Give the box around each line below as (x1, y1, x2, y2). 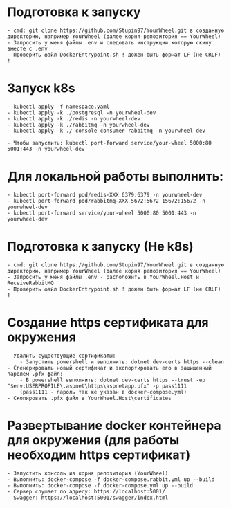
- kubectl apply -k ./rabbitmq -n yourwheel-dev (7, 121, 150, 128)
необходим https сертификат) (7, 447, 191, 462)
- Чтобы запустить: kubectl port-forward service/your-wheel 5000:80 (7, 139, 212, 146)
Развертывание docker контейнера (7, 417, 221, 433)
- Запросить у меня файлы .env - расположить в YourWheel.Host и (7, 273, 199, 280)
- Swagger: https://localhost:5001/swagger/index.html (7, 494, 169, 501)
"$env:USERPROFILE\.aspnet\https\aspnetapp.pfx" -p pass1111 (7, 382, 187, 390)
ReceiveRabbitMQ (7, 280, 54, 287)
